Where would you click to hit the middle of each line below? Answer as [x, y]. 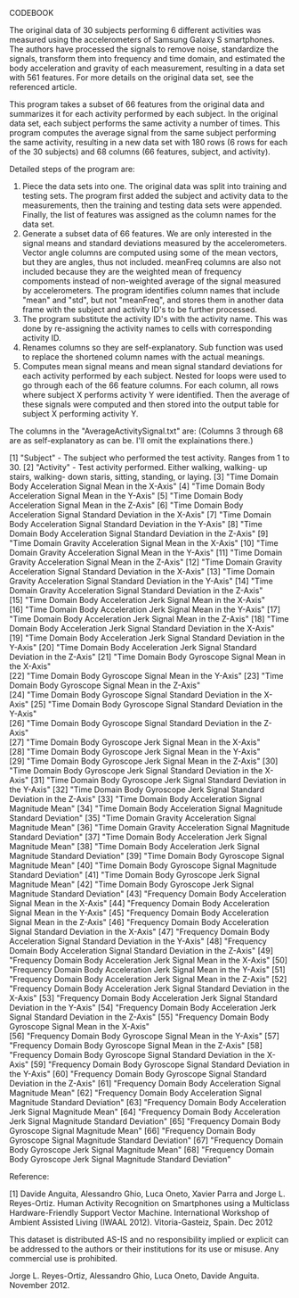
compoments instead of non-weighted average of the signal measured [152, 281]
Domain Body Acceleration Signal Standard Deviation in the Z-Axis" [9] [139, 533]
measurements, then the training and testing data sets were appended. [152, 205]
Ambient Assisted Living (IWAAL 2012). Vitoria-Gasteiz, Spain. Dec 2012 [141, 1222]
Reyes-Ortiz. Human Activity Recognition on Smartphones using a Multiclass [149, 1203]
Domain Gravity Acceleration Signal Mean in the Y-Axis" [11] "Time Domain [146, 553]
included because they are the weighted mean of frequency [132, 272]
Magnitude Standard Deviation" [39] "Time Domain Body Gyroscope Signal [147, 856]
